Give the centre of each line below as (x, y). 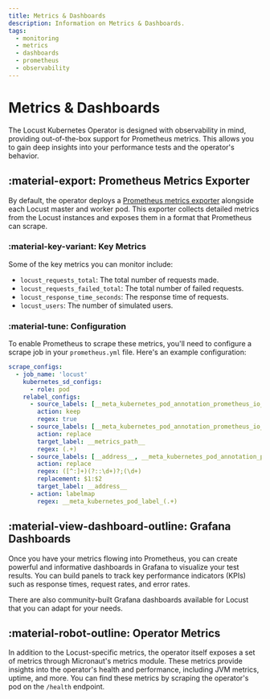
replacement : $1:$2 (70, 479)
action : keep (59, 412)
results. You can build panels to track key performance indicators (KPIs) (127, 575)
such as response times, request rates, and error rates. (99, 584)
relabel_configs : (52, 397)
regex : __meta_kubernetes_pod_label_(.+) (108, 501)
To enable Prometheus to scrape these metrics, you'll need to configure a (130, 344)
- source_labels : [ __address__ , (84, 456)
